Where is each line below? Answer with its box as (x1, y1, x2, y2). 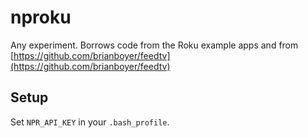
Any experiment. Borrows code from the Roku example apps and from (10, 39, 299, 51)
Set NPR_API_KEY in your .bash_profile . (10, 116, 170, 128)
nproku (10, 6, 72, 29)
